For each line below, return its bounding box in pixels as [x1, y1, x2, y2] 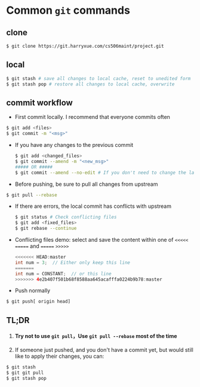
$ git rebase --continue [14, 225, 77, 232]
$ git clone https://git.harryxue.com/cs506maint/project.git [6, 43, 164, 49]
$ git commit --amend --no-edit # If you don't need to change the [14, 170, 187, 176]
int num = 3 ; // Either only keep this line [14, 259, 130, 266]
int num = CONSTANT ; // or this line [14, 271, 112, 277]
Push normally [14, 287, 51, 294]
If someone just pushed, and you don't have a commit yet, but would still [14, 346, 194, 353]
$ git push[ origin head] [6, 299, 70, 305]
